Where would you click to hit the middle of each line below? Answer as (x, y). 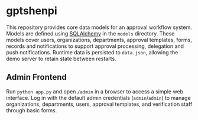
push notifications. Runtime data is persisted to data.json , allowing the (92, 52)
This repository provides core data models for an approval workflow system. (99, 27)
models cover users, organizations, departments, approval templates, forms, (99, 40)
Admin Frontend (36, 77)
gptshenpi (32, 11)
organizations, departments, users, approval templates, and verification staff (99, 104)
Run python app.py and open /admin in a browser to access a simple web (95, 91)
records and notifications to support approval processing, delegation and (95, 46)
